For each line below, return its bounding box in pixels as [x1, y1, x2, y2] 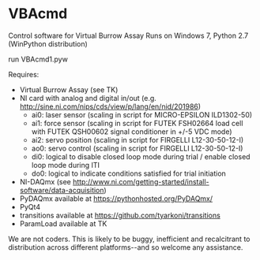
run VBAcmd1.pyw [8, 54, 69, 64]
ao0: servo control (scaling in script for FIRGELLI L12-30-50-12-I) [31, 143, 243, 153]
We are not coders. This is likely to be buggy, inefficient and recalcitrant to [8, 234, 251, 243]
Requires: [8, 69, 40, 79]
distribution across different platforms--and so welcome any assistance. [8, 242, 243, 252]
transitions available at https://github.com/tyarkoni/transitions [19, 210, 221, 220]
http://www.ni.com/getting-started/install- [72, 176, 209, 186]
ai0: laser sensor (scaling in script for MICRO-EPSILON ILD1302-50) [31, 110, 253, 119]
